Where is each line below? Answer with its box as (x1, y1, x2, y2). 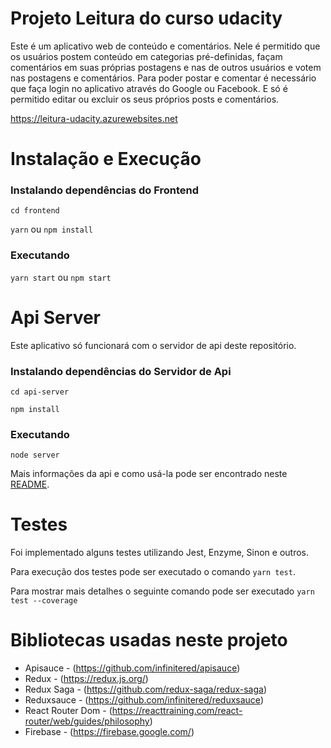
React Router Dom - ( (24, 705, 113, 717)
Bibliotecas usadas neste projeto (10, 629, 288, 652)
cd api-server (10, 387, 70, 397)
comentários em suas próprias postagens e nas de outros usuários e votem (10, 61, 322, 73)
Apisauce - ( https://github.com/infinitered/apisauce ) (24, 662, 241, 674)
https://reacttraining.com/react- (111, 705, 243, 717)
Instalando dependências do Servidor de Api (10, 364, 232, 378)
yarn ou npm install (10, 223, 93, 236)
